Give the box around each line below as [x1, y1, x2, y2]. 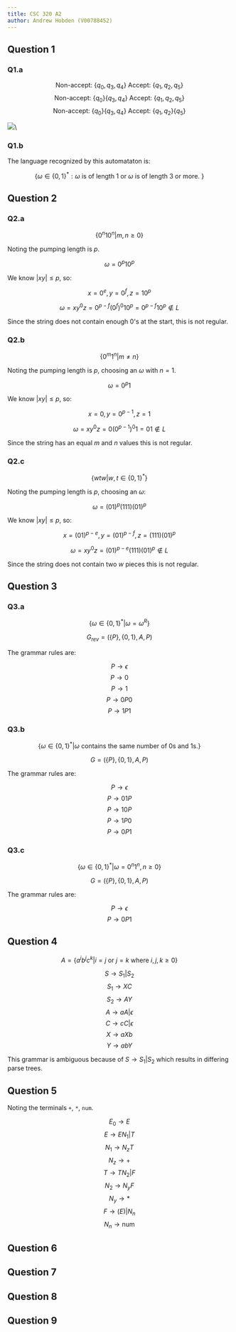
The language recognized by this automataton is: [7, 156, 151, 165]
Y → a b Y [106, 1041, 133, 1050]
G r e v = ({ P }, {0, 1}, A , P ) [86, 633, 153, 643]
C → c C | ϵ [105, 1018, 134, 1028]
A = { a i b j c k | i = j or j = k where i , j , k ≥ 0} [60, 954, 178, 964]
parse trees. [7, 1064, 43, 1072]
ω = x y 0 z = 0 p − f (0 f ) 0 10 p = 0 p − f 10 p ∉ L [59, 302, 180, 311]
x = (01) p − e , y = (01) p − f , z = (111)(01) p [63, 530, 176, 540]
